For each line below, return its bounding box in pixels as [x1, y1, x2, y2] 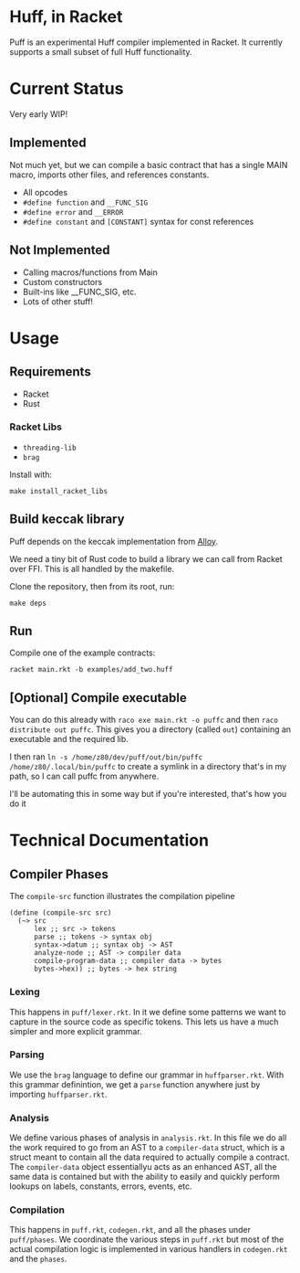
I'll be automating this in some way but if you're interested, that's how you [9, 789, 287, 800]
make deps [9, 599, 47, 608]
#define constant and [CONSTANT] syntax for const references [22, 216, 254, 227]
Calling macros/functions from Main [22, 267, 158, 278]
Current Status [9, 79, 124, 100]
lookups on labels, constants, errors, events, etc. [9, 1181, 193, 1192]
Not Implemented [9, 242, 111, 258]
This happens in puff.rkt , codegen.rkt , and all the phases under [9, 1225, 251, 1236]
